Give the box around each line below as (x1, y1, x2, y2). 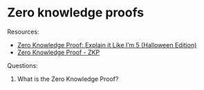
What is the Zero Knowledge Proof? (17, 74, 119, 83)
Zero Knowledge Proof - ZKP (17, 48, 100, 56)
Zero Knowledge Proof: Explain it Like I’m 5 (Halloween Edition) (17, 41, 197, 49)
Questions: (7, 61, 38, 69)
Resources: (7, 27, 39, 36)
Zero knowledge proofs (7, 5, 145, 21)
